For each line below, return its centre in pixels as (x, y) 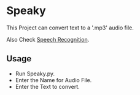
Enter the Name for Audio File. (53, 80)
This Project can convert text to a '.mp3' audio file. (70, 28)
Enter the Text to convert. (47, 86)
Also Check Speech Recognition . (48, 39)
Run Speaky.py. (35, 74)
